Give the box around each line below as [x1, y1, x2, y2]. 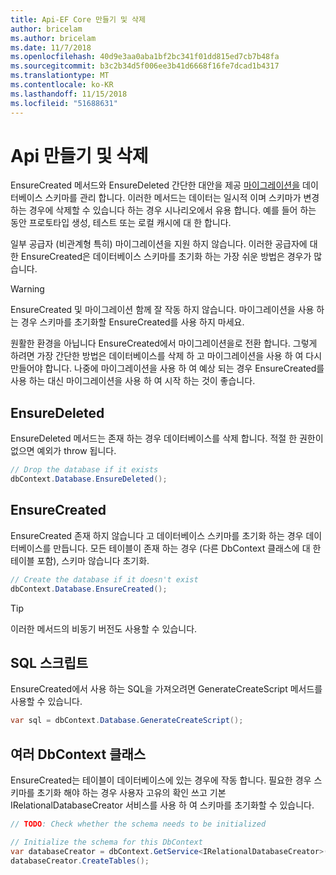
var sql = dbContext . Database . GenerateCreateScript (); [10, 716, 244, 726]
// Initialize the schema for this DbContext [10, 837, 203, 847]
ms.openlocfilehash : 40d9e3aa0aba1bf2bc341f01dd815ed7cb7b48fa [10, 52, 280, 62]
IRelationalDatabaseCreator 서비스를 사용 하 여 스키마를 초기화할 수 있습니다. [10, 799, 315, 811]
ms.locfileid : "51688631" [10, 98, 118, 108]
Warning [10, 283, 45, 295]
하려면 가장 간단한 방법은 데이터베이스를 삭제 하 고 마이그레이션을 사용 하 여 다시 [10, 350, 323, 362]
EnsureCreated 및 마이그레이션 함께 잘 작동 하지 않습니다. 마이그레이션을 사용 [10, 304, 315, 316]
